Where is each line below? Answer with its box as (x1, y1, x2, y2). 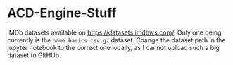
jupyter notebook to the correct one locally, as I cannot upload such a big (7, 43, 220, 52)
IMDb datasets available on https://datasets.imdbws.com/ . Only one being (7, 28, 222, 37)
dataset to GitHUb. (7, 51, 61, 59)
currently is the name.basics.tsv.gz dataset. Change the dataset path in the (7, 35, 226, 44)
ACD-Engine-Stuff (7, 5, 117, 21)
